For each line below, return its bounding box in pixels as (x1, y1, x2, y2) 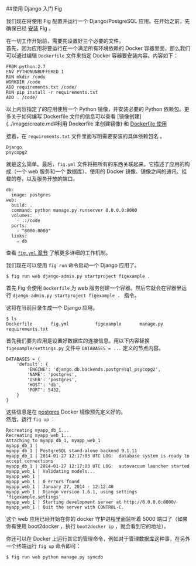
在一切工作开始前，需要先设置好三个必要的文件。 (6, 38, 124, 44)
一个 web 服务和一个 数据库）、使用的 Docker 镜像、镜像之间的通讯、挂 (16, 168, 187, 175)
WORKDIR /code (6, 79, 41, 85)
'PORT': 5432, (27, 387, 61, 393)
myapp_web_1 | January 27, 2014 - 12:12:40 (6, 484, 114, 490)
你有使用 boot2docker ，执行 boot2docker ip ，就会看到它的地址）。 (6, 523, 170, 530)
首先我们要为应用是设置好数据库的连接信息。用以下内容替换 (6, 337, 150, 344)
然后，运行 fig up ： (6, 416, 56, 422)
